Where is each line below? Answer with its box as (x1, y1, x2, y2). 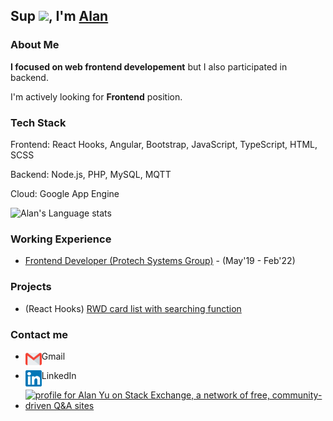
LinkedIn (41, 369, 77, 381)
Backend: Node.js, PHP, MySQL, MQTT (10, 168, 172, 180)
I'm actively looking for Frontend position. (10, 90, 183, 103)
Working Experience (10, 232, 112, 246)
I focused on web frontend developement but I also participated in (10, 60, 288, 73)
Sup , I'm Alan (10, 8, 109, 25)
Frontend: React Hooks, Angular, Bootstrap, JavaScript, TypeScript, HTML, (10, 138, 318, 150)
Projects (10, 280, 52, 294)
